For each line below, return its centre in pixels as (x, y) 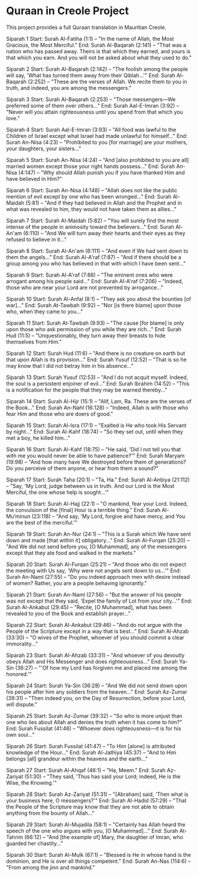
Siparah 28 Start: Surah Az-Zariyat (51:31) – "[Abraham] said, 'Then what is (97, 794)
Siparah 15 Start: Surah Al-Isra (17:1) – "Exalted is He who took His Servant (96, 425)
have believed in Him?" (34, 179)
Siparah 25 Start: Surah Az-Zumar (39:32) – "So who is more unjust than (94, 716)
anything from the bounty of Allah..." (50, 813)
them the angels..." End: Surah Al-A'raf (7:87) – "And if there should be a (94, 257)
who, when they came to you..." (45, 311)
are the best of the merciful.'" (42, 522)
